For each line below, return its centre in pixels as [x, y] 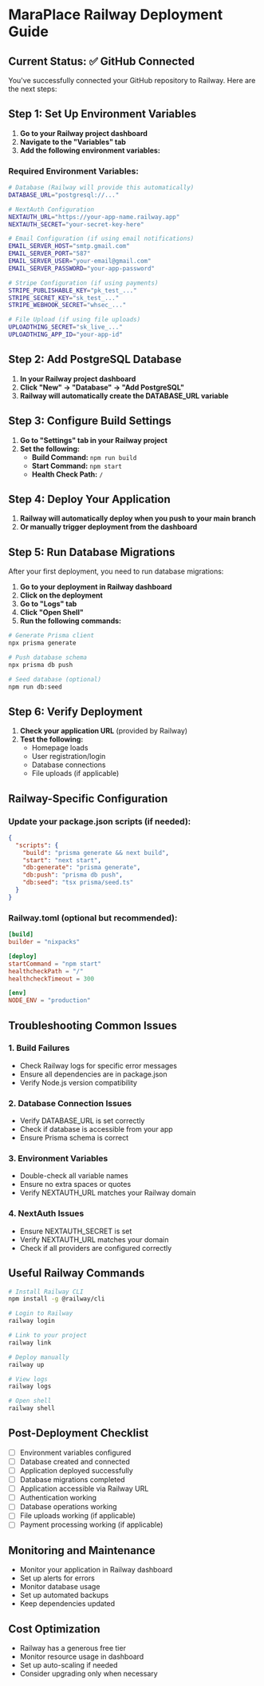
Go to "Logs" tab [48, 604]
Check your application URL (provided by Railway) [104, 731]
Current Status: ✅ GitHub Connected [102, 61]
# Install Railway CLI [46, 1292]
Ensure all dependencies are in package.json [93, 1074]
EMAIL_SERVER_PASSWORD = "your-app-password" [82, 268]
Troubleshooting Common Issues [93, 1025]
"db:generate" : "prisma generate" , [82, 868]
